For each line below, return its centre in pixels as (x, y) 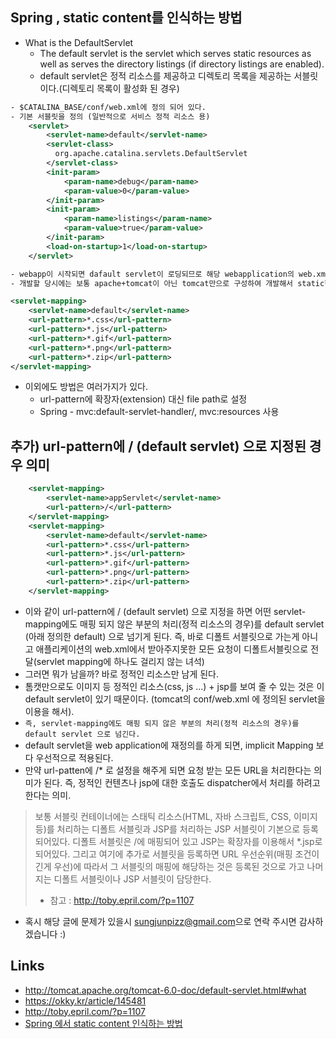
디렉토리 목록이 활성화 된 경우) (120, 88)
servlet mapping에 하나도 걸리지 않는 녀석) (120, 661)
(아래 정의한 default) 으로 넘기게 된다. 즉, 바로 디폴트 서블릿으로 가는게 (162, 636)
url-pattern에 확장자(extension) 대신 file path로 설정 (143, 399)
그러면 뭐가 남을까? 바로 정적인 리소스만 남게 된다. (122, 674)
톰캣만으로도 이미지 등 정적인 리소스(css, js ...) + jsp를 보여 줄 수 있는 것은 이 (174, 686)
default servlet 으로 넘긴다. (82, 734)
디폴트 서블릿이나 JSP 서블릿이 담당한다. (132, 879)
